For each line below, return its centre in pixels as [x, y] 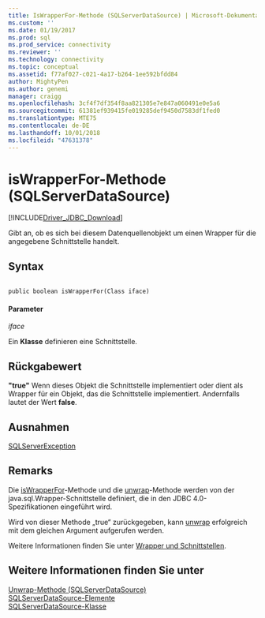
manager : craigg [35, 96]
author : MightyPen [38, 81]
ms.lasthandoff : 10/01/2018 [54, 133]
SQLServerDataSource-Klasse [57, 606]
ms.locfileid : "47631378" [50, 140]
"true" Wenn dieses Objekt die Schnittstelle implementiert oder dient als [126, 386]
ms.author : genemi [38, 89]
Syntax [26, 266]
